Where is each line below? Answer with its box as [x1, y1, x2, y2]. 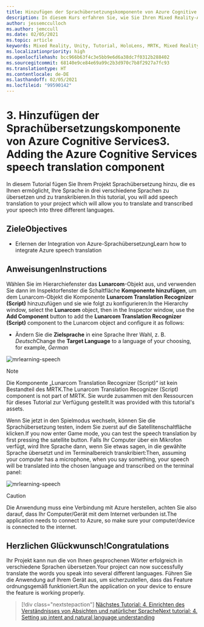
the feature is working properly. [6, 589, 85, 597]
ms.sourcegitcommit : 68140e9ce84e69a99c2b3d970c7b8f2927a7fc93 [6, 60, 170, 66]
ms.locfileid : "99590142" [6, 83, 72, 89]
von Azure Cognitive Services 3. [6, 134, 170, 148]
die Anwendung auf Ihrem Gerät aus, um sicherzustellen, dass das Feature [6, 576, 193, 584]
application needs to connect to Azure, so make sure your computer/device [6, 516, 195, 524]
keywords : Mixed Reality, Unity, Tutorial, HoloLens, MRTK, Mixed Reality [6, 43, 200, 49]
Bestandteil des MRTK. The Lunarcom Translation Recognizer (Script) [6, 386, 179, 393]
